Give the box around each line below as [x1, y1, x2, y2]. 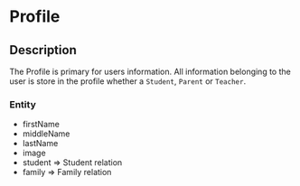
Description [9, 42, 77, 58]
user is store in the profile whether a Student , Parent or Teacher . [9, 76, 247, 87]
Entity [9, 98, 36, 110]
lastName [22, 138, 59, 149]
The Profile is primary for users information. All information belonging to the [9, 66, 291, 77]
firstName [22, 119, 61, 130]
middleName [22, 128, 70, 139]
